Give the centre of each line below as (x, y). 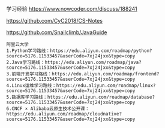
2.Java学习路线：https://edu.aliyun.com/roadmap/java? (74, 62)
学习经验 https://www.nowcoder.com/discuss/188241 (72, 9)
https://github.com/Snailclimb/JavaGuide (57, 32)
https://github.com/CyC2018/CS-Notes (55, 21)
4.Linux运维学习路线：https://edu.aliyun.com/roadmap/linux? (81, 86)
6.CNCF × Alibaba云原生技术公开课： (48, 109)
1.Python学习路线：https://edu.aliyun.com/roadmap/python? (79, 51)
